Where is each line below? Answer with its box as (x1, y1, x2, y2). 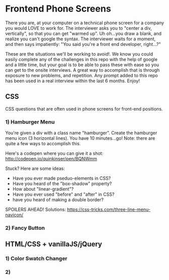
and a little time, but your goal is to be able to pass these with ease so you (5, 62, 159, 68)
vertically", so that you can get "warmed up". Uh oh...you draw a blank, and (5, 30, 162, 36)
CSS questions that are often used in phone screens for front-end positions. (5, 105, 163, 111)
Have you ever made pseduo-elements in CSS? (12, 175, 111, 182)
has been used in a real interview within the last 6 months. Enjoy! (5, 78, 140, 84)
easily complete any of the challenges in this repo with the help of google (5, 56, 158, 62)
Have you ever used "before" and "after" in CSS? (12, 191, 115, 197)
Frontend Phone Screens (5, 3, 111, 15)
